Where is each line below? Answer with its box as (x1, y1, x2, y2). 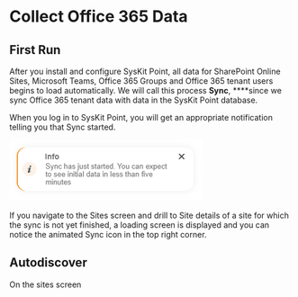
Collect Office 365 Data (9, 6, 188, 27)
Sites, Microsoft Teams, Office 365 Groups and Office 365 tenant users (9, 76, 274, 86)
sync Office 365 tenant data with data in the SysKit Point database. (9, 94, 258, 105)
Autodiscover (9, 255, 87, 271)
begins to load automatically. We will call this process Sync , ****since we (9, 85, 282, 95)
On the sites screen (9, 279, 82, 290)
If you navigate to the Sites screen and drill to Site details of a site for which (9, 210, 290, 220)
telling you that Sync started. (9, 121, 116, 132)
